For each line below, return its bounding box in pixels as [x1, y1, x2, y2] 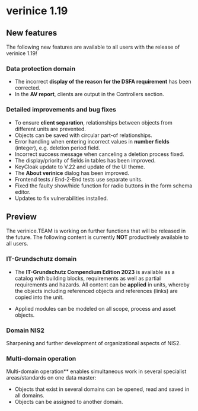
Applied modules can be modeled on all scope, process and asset [14, 305, 176, 312]
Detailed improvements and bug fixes [6, 106, 117, 114]
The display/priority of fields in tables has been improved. [14, 157, 156, 164]
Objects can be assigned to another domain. [14, 399, 123, 406]
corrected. [14, 84, 41, 91]
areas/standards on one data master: [6, 374, 97, 381]
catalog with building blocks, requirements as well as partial [14, 275, 161, 282]
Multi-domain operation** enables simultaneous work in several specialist [6, 368, 187, 375]
